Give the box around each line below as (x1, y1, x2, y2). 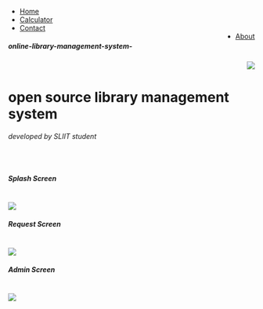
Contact (19, 24, 45, 32)
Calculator (19, 15, 53, 24)
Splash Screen (8, 173, 57, 183)
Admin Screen (8, 264, 56, 274)
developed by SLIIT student (8, 131, 97, 140)
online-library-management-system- (8, 41, 133, 50)
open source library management (8, 89, 229, 107)
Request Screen (8, 219, 61, 228)
